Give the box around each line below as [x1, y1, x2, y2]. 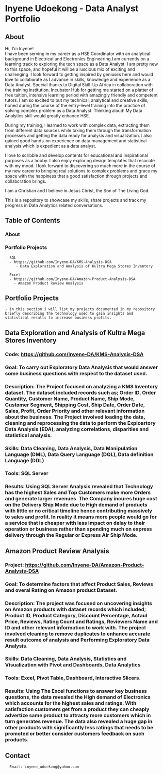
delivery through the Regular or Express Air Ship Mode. [5, 532, 138, 539]
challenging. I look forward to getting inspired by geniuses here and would [5, 72, 154, 77]
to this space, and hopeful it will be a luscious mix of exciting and [5, 66, 135, 72]
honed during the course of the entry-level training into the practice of [5, 103, 146, 108]
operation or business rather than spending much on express [5, 526, 152, 532]
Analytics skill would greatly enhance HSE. [5, 113, 90, 118]
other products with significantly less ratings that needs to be [5, 724, 154, 731]
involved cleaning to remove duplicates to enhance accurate [5, 630, 150, 637]
